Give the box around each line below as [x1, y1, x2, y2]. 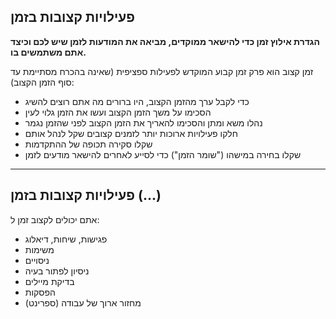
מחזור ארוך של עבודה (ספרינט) [24, 296, 142, 309]
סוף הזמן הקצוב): [10, 76, 75, 88]
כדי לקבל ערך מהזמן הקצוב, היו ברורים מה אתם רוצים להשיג [24, 95, 250, 107]
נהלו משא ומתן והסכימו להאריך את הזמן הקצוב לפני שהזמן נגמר [24, 116, 263, 129]
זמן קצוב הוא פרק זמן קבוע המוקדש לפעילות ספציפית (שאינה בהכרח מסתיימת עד [10, 65, 314, 77]
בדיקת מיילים [24, 275, 75, 287]
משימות [24, 243, 55, 255]
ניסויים [24, 254, 50, 266]
